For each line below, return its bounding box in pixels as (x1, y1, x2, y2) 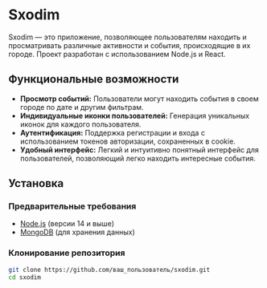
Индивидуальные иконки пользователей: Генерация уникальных (19, 111, 250, 120)
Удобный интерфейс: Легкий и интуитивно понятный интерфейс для (19, 144, 260, 154)
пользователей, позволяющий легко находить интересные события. (19, 153, 256, 163)
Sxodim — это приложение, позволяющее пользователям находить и (8, 32, 247, 42)
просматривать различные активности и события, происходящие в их (8, 40, 251, 50)
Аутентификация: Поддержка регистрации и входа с (19, 128, 205, 137)
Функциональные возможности (8, 72, 179, 86)
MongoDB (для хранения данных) (19, 227, 135, 237)
